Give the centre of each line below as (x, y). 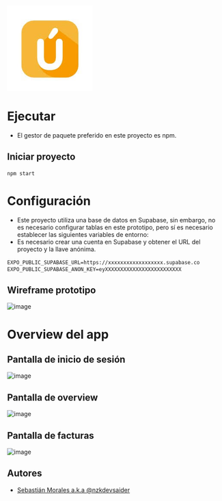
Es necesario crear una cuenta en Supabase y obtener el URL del (109, 242)
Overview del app (58, 334)
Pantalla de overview (53, 397)
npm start (21, 173)
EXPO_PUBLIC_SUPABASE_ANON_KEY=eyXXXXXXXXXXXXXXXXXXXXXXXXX (95, 269)
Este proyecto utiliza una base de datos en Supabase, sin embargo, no (116, 220)
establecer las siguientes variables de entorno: (83, 234)
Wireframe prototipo (52, 290)
